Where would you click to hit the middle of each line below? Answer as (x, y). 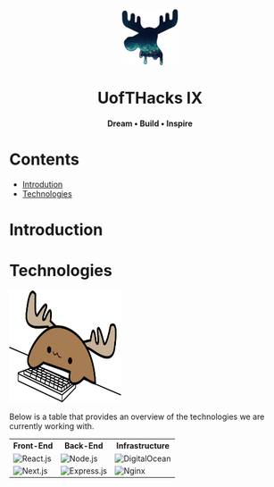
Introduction (56, 229)
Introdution (42, 184)
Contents (45, 159)
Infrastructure (142, 446)
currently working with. (52, 426)
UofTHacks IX (150, 98)
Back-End (83, 446)
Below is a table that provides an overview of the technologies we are (137, 416)
